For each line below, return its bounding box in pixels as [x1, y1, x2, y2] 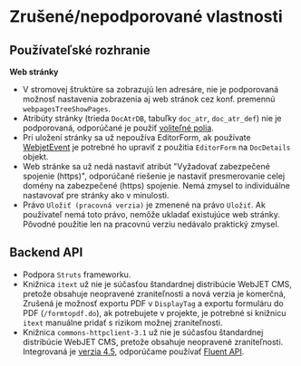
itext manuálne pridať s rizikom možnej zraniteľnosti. [22, 317, 223, 328]
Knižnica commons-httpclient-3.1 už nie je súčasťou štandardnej [22, 326, 264, 337]
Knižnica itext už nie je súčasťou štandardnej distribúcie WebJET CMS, [22, 278, 293, 289]
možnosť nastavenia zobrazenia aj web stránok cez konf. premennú [22, 93, 276, 104]
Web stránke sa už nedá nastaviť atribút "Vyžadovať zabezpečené [22, 161, 270, 171]
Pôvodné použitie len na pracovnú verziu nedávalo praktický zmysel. [22, 219, 280, 229]
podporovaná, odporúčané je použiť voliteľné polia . [22, 122, 215, 133]
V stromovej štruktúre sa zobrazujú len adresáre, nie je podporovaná [22, 84, 279, 94]
